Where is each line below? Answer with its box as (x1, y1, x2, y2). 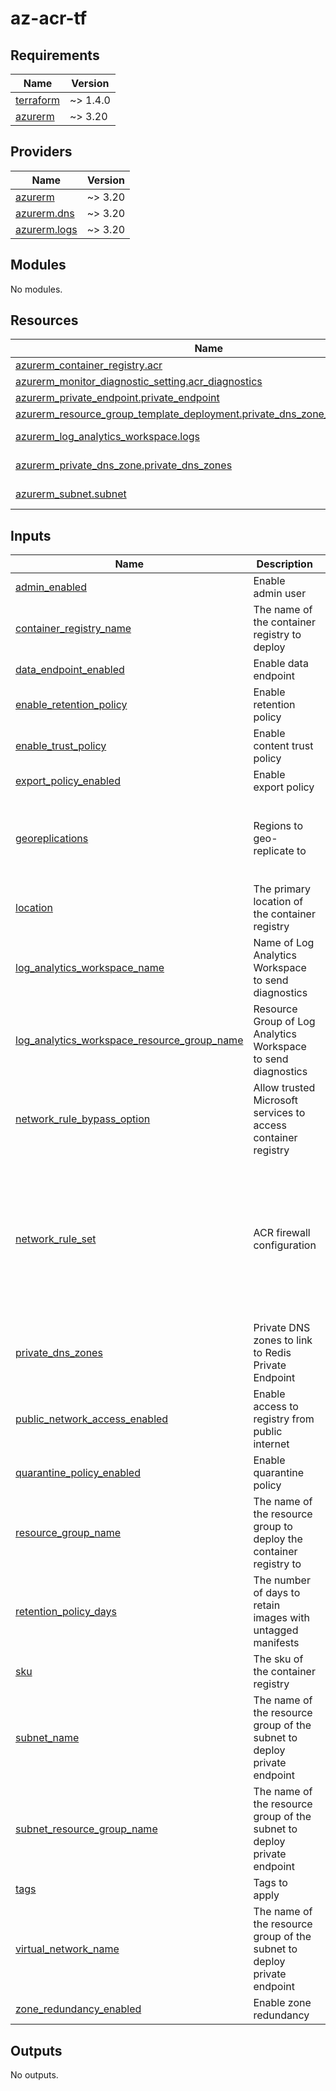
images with (253, 1611, 310, 1625)
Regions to (253, 818, 304, 832)
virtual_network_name (15, 1942, 120, 1956)
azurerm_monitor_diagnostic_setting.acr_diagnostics (15, 375, 263, 389)
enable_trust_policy (15, 739, 107, 753)
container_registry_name (15, 622, 132, 636)
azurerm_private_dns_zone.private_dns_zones (15, 458, 233, 472)
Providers (10, 143, 73, 161)
